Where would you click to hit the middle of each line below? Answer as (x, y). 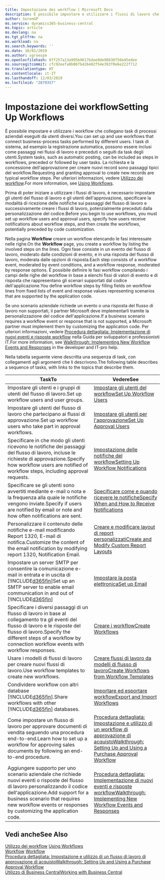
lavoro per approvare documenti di (47, 726)
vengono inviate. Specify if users (45, 504)
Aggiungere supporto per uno (42, 768)
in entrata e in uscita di (44, 575)
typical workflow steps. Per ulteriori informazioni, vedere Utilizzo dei (74, 178)
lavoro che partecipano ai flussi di (46, 414)
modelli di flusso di (115, 664)
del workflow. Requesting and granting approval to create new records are (80, 173)
